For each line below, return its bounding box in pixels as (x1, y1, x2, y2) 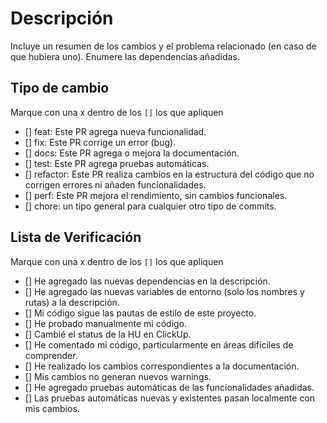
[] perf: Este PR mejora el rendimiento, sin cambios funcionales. (24, 189, 288, 201)
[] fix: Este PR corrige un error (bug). (24, 136, 177, 148)
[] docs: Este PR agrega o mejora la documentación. (24, 147, 240, 159)
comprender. (24, 349, 78, 361)
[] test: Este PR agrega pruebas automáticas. (24, 157, 210, 169)
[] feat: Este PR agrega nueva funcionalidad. (24, 125, 207, 137)
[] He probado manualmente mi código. (24, 317, 188, 329)
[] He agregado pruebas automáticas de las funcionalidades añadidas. (24, 381, 315, 393)
